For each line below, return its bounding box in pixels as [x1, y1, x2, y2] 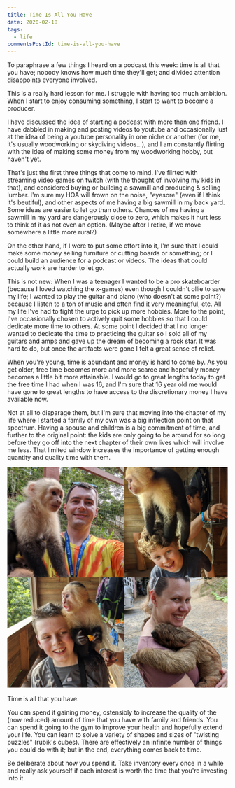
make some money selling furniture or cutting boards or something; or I [7, 249, 213, 258]
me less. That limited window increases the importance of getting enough [7, 446, 220, 454]
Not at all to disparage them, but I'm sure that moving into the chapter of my [7, 409, 226, 417]
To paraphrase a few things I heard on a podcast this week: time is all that [7, 61, 220, 69]
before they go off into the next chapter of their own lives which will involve [7, 438, 225, 447]
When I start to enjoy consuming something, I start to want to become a [7, 97, 214, 105]
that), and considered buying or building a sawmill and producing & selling [7, 183, 221, 192]
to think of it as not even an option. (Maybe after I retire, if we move [7, 220, 201, 229]
